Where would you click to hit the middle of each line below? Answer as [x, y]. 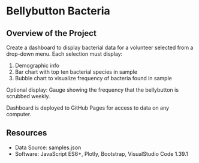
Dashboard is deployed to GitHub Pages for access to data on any [88, 108]
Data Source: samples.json [48, 147]
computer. [19, 114]
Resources [27, 133]
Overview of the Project [52, 33]
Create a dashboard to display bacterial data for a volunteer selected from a [100, 47]
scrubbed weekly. [28, 96]
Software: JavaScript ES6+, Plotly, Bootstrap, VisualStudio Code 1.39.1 [101, 153]
